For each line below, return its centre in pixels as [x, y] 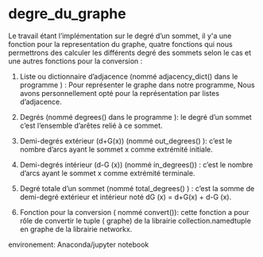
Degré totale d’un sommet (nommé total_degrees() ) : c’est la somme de [137, 188]
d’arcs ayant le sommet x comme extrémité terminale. [107, 173]
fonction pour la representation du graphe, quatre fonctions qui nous [120, 44]
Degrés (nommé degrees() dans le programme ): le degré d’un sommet [135, 117]
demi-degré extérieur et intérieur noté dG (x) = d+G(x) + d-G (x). [126, 197]
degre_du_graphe [67, 14]
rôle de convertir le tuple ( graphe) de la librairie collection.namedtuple [135, 221]
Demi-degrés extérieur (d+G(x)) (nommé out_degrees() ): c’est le [126, 140]
